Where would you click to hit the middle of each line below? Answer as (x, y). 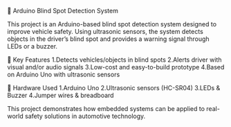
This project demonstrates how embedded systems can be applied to (106, 109)
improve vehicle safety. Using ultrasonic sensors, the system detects (105, 32)
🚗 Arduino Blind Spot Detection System (63, 11)
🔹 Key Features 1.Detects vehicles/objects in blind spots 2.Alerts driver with (114, 60)
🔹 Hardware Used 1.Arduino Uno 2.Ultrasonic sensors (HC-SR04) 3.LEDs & (114, 88)
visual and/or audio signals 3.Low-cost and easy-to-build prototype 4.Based (116, 67)
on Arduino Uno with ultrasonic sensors (64, 74)
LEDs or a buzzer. (32, 46)
